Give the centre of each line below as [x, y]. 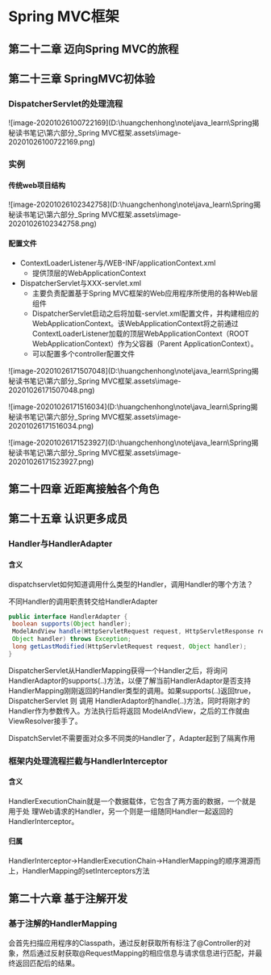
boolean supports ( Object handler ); [71, 624]
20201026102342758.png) [52, 224]
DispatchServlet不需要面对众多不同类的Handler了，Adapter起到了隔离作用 [132, 738]
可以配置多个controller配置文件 [83, 354]
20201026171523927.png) [51, 462]
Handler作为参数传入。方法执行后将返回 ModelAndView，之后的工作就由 [129, 710]
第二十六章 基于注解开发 [68, 899]
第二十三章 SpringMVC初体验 [82, 79]
